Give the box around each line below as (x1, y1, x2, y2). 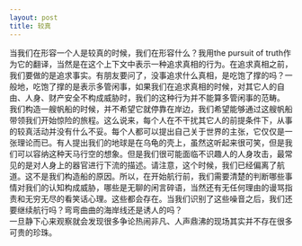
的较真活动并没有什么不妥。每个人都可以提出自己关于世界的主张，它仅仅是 (9, 126, 285, 136)
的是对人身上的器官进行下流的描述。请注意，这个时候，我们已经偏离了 (16, 159, 277, 171)
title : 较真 (9, 22, 51, 31)
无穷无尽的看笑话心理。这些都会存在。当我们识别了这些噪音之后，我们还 (24, 193, 293, 204)
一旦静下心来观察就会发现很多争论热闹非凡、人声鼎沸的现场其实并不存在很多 (9, 215, 293, 226)
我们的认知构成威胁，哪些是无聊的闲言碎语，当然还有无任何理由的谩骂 (24, 181, 285, 193)
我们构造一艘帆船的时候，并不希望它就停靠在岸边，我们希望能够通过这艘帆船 (9, 103, 293, 114)
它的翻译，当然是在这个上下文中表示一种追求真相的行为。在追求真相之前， (16, 58, 293, 69)
